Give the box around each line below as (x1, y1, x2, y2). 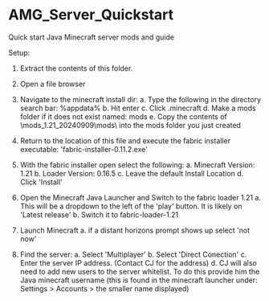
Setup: (8, 47, 31, 57)
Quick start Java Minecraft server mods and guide (8, 32, 175, 42)
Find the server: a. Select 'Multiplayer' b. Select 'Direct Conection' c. (19, 249, 247, 259)
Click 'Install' (19, 177, 63, 187)
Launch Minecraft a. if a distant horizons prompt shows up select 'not (19, 225, 251, 235)
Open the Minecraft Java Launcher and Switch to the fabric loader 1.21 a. (19, 192, 261, 202)
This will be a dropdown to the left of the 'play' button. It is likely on (19, 201, 243, 211)
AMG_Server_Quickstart (8, 6, 174, 24)
